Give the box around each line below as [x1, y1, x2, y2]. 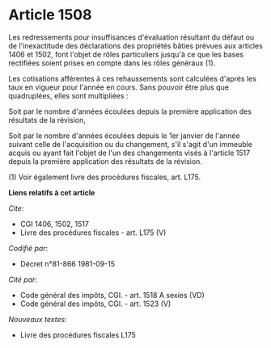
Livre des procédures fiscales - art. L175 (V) [19, 228, 167, 237]
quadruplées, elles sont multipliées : [8, 90, 129, 100]
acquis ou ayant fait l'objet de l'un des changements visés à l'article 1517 [8, 148, 251, 157]
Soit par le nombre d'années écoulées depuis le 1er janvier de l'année [8, 131, 240, 140]
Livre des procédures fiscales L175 [19, 329, 136, 340]
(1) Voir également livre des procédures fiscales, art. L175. [8, 172, 201, 182]
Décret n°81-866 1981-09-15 [19, 258, 116, 268]
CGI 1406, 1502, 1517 [19, 219, 89, 229]
